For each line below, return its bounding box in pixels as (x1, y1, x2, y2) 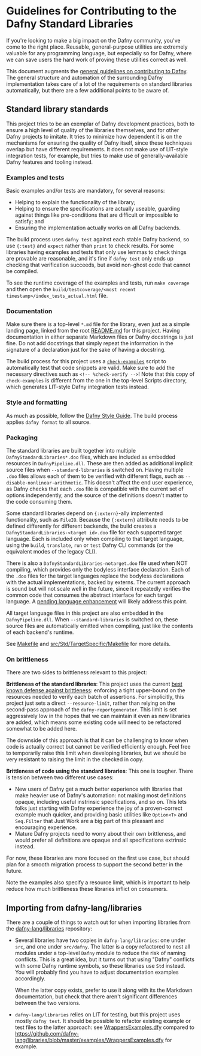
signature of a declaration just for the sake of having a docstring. (6, 346, 166, 354)
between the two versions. (14, 1000, 81, 1007)
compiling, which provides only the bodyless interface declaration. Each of (6, 566, 190, 573)
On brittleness (6, 655, 49, 663)
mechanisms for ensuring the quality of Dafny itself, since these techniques (6, 139, 193, 146)
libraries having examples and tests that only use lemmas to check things (6, 249, 187, 256)
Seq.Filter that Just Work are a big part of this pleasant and (14, 818, 165, 825)
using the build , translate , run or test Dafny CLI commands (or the (6, 542, 173, 549)
